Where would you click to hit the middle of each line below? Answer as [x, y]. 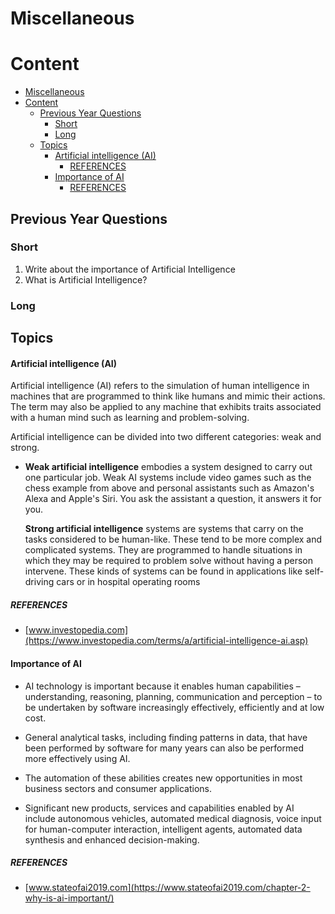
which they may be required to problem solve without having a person [169, 561]
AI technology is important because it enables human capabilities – [162, 686]
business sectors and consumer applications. [118, 788]
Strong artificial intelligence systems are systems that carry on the [164, 529]
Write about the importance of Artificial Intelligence [130, 269]
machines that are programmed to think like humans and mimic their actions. [168, 396]
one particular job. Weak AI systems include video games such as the [168, 478]
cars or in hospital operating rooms [128, 582]
